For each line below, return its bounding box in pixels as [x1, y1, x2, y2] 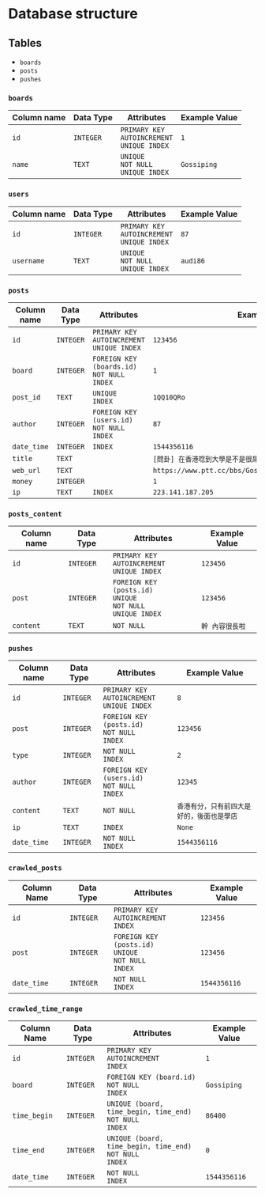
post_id [12, 392, 41, 402]
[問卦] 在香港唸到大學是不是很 [152, 454, 252, 464]
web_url [12, 466, 41, 475]
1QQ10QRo [152, 392, 185, 402]
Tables [8, 36, 42, 50]
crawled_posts [8, 864, 62, 872]
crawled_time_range [8, 1004, 83, 1013]
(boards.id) [91, 361, 137, 371]
